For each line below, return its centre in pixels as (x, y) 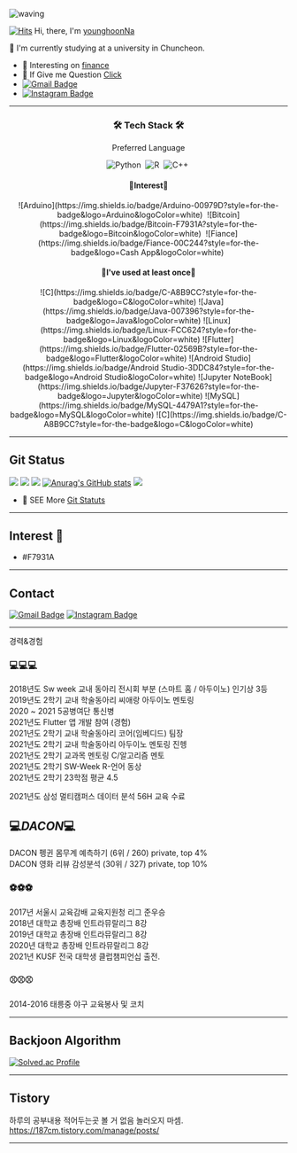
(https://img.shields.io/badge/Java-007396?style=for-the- (148, 311)
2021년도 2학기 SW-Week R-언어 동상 (76, 767)
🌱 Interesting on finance (65, 65)
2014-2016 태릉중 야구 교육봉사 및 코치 (77, 1004)
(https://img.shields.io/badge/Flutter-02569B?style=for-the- (148, 348)
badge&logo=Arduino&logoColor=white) (130, 214)
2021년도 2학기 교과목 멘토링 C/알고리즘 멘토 (87, 756)
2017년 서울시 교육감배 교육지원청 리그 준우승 (88, 912)
